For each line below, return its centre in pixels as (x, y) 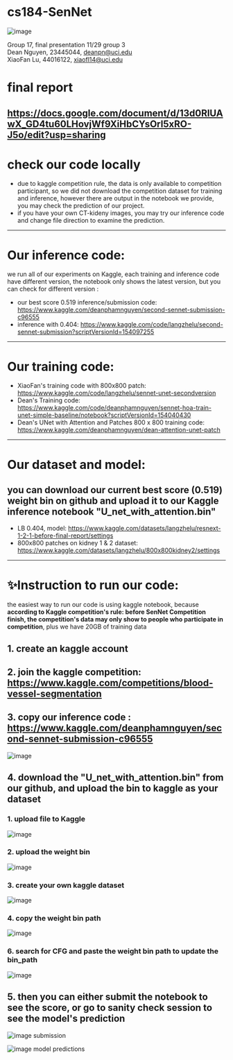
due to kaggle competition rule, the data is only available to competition (119, 184)
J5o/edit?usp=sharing (57, 135)
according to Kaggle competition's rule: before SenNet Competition (106, 612)
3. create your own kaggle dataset (66, 885)
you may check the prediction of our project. (81, 206)
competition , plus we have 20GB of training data (77, 627)
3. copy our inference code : (69, 718)
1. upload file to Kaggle (46, 819)
